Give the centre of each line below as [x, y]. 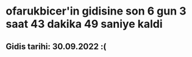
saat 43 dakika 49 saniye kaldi [84, 24]
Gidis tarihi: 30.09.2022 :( [56, 46]
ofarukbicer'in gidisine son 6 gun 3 [96, 11]
